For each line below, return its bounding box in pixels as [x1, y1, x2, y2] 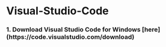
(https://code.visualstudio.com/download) [6, 33, 135, 41]
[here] [141, 26, 161, 34]
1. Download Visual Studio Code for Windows [6, 26, 141, 34]
